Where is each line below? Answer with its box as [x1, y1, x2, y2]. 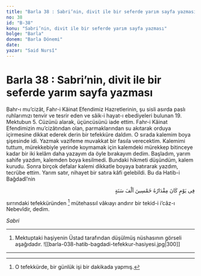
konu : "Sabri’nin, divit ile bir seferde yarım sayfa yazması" [6, 25, 167, 32]
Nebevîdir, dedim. [6, 206, 50, 213]
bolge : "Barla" [6, 31, 44, 37]
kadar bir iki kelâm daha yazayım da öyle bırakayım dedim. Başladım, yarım [6, 150, 191, 157]
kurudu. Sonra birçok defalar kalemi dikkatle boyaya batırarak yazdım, [6, 162, 178, 170]
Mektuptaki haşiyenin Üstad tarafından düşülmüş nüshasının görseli [14, 234, 182, 241]
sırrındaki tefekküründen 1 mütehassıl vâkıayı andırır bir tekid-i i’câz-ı [6, 198, 175, 206]
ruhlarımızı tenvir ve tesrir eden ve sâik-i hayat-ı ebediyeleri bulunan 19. [6, 111, 182, 119]
